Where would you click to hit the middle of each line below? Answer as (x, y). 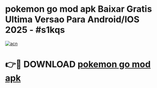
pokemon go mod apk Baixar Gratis (78, 9)
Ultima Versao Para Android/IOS (72, 19)
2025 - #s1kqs (35, 30)
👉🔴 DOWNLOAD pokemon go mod (78, 64)
